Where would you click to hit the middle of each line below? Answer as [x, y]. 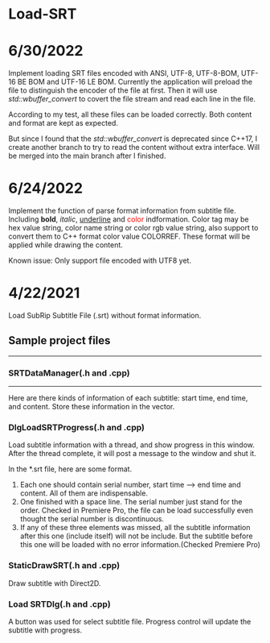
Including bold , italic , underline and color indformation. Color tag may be [129, 219]
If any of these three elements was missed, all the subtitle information [135, 528]
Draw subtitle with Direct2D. [55, 583]
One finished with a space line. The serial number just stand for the [131, 502]
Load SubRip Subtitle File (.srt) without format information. [105, 315]
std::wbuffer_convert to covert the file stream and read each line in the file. [132, 99]
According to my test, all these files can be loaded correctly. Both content [130, 114]
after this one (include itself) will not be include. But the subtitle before [136, 536]
